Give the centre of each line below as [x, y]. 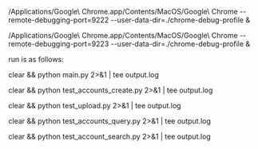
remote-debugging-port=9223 [59, 44]
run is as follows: [36, 59]
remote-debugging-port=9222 [59, 20]
